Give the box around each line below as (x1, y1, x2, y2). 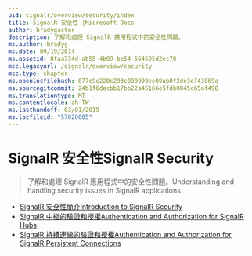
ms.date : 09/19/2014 (8, 48, 76, 56)
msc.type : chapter (8, 70, 68, 78)
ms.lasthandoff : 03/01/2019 (8, 106, 100, 114)
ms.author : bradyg (8, 41, 68, 49)
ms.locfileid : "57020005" (8, 114, 92, 121)
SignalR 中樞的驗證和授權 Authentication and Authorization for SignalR (19, 211, 244, 221)
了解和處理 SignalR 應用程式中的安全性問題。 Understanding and (27, 177, 235, 186)
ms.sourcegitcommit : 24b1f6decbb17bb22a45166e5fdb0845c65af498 (8, 84, 219, 92)
